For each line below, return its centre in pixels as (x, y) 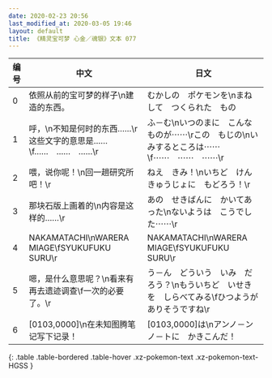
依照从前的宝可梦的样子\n (77, 96)
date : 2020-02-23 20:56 (49, 16)
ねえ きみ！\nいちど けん (200, 173)
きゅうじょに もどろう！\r (199, 185)
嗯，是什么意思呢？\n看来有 (81, 279)
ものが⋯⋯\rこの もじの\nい (203, 135)
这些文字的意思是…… (68, 141)
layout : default (36, 31)
